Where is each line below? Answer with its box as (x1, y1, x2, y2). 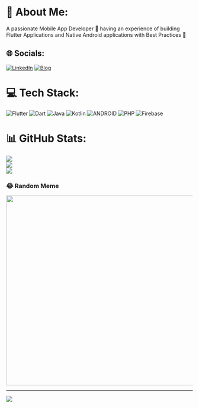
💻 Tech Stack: (6, 86, 79, 100)
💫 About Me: (6, 5, 69, 19)
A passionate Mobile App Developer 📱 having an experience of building (6, 25, 180, 32)
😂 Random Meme (6, 181, 59, 190)
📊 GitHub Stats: (6, 132, 87, 145)
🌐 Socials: (6, 49, 45, 59)
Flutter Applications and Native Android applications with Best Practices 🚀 (6, 31, 187, 38)
